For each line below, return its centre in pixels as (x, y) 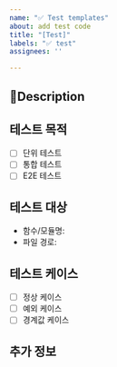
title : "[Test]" (40, 35)
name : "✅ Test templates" (59, 18)
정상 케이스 (42, 297)
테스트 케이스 (44, 273)
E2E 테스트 (42, 176)
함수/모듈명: (44, 231)
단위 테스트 (42, 153)
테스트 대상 (39, 207)
